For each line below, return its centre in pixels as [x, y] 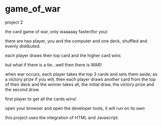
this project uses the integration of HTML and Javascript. [62, 117]
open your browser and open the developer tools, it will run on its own [75, 108]
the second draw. [22, 89]
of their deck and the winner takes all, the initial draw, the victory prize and [80, 84]
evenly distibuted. [23, 46]
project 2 [14, 22]
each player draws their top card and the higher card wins [63, 55]
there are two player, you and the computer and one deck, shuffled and [76, 41]
